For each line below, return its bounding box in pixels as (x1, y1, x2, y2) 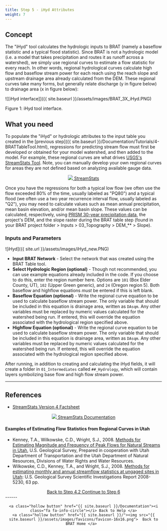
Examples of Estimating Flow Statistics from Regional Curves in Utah (5, 426, 150, 432)
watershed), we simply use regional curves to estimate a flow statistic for (5, 59, 155, 65)
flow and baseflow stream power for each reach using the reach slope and (5, 70, 158, 76)
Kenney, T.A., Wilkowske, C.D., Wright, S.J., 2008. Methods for (12, 437, 141, 443)
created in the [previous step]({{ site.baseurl (5, 138, 96, 145)
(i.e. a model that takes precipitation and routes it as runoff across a (5, 54, 144, 60)
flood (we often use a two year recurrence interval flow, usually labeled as (5, 196, 157, 202)
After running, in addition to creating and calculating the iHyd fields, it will (5, 361, 156, 367)
